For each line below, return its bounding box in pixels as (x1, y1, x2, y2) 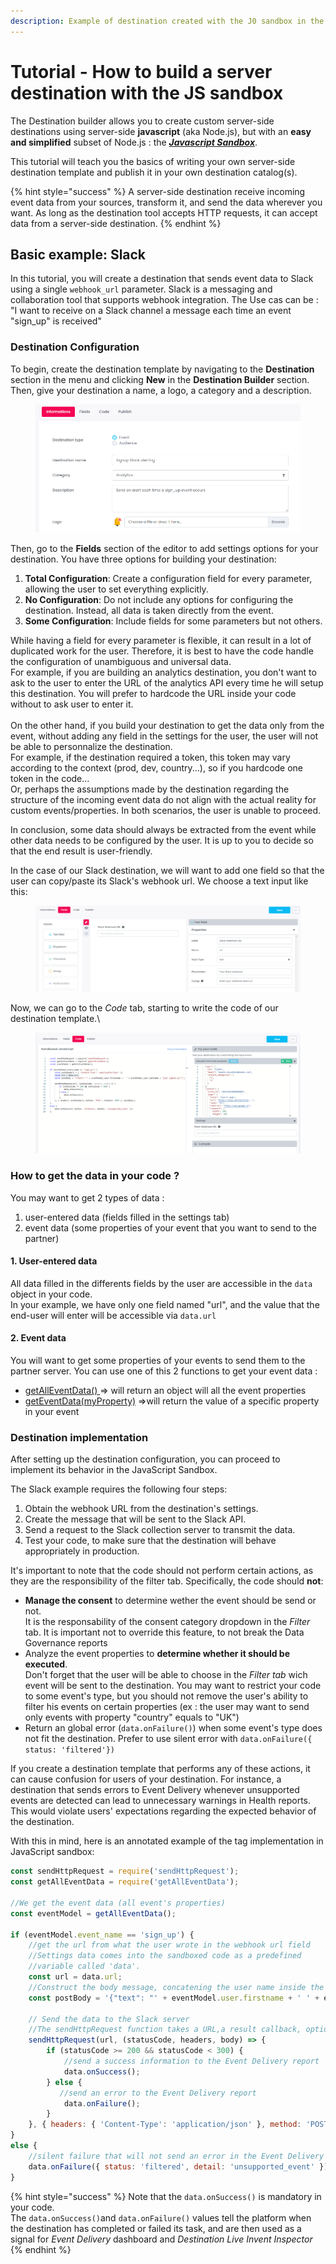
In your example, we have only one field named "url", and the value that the (10, 1298, 320, 1310)
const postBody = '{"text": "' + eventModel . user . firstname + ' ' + (28, 1993, 320, 2003)
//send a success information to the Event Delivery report (63, 2056, 320, 2066)
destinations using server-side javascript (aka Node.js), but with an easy (10, 125, 312, 137)
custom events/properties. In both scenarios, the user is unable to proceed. (10, 804, 322, 816)
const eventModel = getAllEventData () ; (10, 1908, 177, 1919)
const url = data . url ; (28, 1972, 123, 1982)
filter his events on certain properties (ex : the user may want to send (24, 1701, 310, 1713)
